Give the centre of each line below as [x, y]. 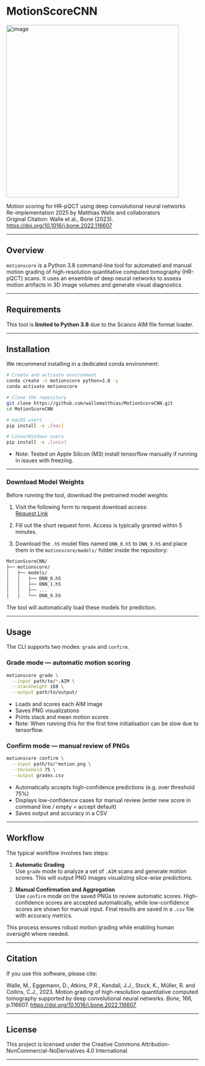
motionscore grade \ [33, 675]
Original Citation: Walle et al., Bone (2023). [60, 219]
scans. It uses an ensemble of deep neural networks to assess [103, 278]
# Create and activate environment [52, 375]
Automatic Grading [40, 864]
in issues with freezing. [44, 461]
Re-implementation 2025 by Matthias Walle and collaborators [83, 213]
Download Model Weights [45, 482]
